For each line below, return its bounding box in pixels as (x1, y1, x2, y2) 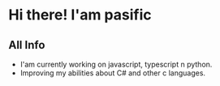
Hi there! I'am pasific (8, 6, 152, 24)
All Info (8, 38, 45, 52)
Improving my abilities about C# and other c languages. (19, 68, 205, 78)
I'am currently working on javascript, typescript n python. (19, 59, 213, 69)
